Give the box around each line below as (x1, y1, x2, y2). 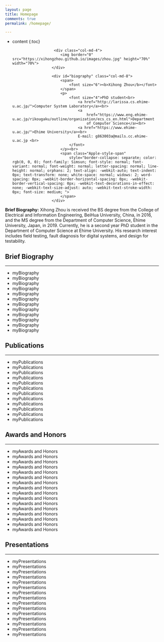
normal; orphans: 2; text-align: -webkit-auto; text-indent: (30, 168, 157, 173)
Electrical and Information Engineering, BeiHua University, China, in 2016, (5, 212, 152, 218)
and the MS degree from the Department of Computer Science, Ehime (5, 217, 146, 223)
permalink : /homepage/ (5, 21, 51, 26)
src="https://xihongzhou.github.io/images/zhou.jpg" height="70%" (12, 57, 150, 62)
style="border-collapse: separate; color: (69, 155, 157, 160)
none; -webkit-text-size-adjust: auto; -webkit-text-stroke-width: (12, 185, 152, 190)
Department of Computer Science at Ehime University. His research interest (5, 228, 157, 233)
